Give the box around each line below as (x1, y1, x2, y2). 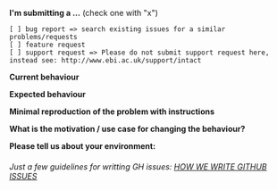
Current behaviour (9, 71, 80, 82)
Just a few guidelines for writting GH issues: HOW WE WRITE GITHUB (9, 161, 268, 172)
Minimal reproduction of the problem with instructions (9, 106, 215, 117)
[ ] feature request (9, 40, 87, 49)
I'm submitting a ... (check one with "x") (9, 8, 159, 18)
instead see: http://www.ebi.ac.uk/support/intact (9, 56, 202, 65)
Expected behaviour (9, 89, 87, 99)
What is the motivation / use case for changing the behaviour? (9, 124, 246, 134)
